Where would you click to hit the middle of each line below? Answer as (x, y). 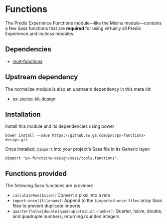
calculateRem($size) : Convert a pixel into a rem (61, 195)
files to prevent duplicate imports (46, 206)
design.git (16, 140)
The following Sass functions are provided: (49, 186)
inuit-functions (27, 61)
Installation (23, 114)
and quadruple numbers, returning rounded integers (66, 217)
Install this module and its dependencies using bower (60, 126)
